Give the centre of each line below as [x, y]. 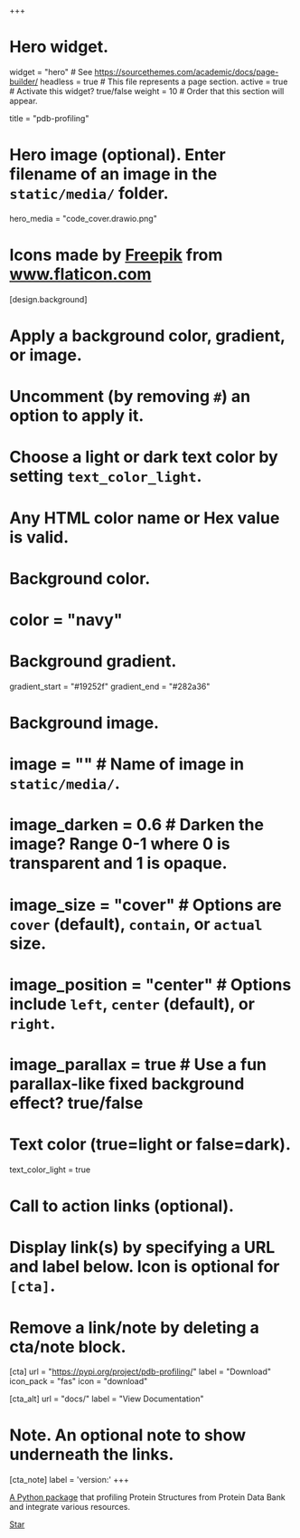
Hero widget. [59, 47]
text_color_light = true [50, 1170]
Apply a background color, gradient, [147, 336]
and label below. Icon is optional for [145, 1267]
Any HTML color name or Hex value [145, 518]
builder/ [24, 81]
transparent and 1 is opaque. [118, 863]
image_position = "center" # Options [150, 984]
